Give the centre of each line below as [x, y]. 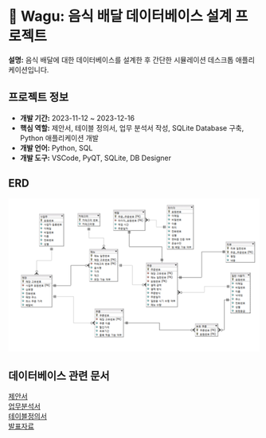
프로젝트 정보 [39, 98]
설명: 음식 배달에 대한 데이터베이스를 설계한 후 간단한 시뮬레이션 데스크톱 [121, 60]
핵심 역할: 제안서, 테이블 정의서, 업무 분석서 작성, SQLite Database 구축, [132, 127]
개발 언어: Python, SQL [56, 147]
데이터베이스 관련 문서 [59, 376]
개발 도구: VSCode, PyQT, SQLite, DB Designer [95, 158]
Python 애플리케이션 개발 [59, 138]
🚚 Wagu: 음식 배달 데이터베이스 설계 [120, 16]
